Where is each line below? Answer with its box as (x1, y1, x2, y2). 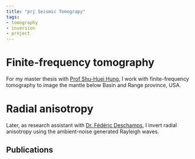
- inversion (6, 25, 35, 31)
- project (6, 31, 31, 37)
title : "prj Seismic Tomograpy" (6, 8, 85, 15)
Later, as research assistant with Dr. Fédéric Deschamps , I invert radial (6, 122, 177, 128)
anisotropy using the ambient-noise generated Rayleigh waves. (6, 128, 160, 135)
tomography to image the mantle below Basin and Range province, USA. (6, 82, 181, 89)
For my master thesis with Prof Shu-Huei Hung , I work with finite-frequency (6, 75, 190, 82)
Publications (6, 145, 54, 155)
